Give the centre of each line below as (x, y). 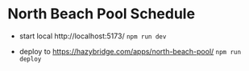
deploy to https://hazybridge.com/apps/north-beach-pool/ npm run (130, 51)
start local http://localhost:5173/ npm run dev (93, 36)
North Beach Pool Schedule (101, 14)
